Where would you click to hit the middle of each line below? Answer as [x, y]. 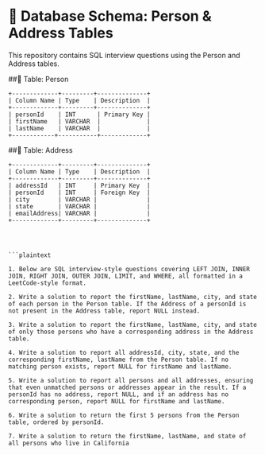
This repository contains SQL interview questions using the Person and [124, 55]
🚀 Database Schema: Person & [110, 16]
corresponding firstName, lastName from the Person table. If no [118, 360]
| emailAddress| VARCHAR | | [79, 213]
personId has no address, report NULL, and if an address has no [118, 394]
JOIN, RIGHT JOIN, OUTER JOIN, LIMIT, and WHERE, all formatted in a [126, 276]
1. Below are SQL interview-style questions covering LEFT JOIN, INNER [129, 269]
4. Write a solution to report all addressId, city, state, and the [124, 352]
